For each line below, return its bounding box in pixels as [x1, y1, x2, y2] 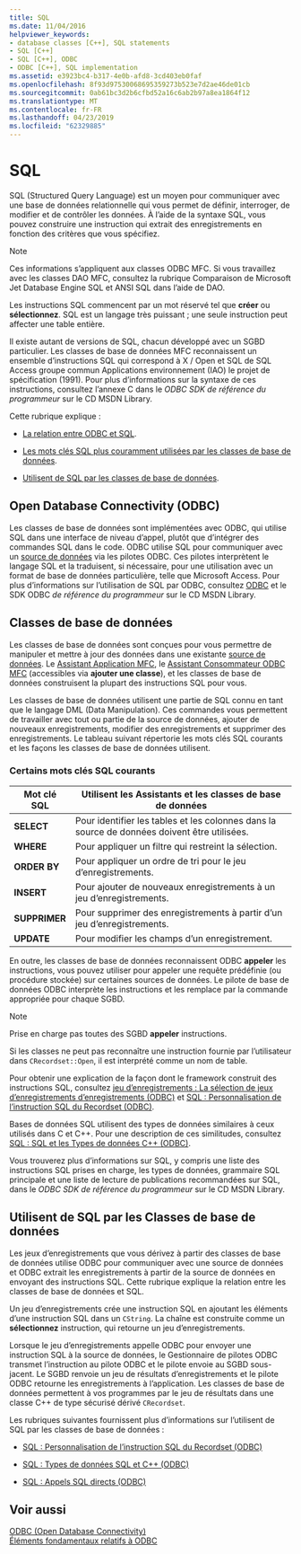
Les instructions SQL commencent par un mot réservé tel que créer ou [9, 299, 271, 310]
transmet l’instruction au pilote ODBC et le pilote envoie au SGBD [9, 1358, 249, 1370]
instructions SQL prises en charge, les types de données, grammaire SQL [9, 1164, 280, 1175]
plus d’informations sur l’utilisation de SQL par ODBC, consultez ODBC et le [9, 579, 287, 590]
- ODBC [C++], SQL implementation [9, 64, 139, 73]
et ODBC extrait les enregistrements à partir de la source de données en [9, 1267, 276, 1277]
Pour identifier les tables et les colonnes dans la [74, 814, 276, 826]
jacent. [9, 1368, 35, 1379]
